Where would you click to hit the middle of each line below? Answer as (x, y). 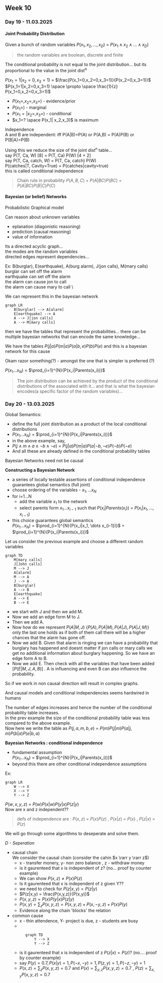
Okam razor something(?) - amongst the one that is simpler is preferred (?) (80, 361)
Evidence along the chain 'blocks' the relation (65, 911)
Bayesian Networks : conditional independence (54, 743)
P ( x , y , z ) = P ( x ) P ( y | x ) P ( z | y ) (47, 899)
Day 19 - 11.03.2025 (29, 22)
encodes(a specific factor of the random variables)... (70, 391)
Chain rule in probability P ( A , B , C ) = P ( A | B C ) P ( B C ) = (69, 180)
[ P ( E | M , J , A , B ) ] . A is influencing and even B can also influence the (79, 669)
